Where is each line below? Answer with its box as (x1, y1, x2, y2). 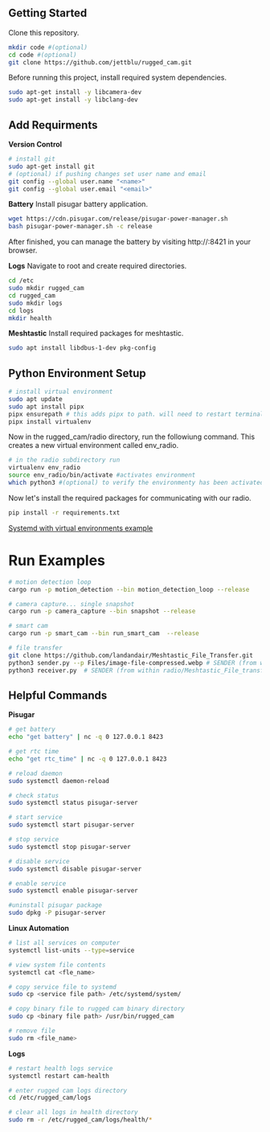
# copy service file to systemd (8, 982, 117, 991)
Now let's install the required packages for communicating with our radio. (8, 493, 252, 502)
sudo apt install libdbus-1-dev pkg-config (8, 344, 157, 352)
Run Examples (8, 552, 106, 569)
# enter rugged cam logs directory (8, 1086, 128, 1094)
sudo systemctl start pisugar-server (8, 821, 135, 829)
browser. (8, 245, 38, 256)
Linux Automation (8, 924, 70, 933)
